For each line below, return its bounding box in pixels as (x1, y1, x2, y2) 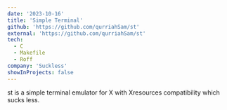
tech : (7, 36, 23, 43)
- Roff (13, 56, 33, 63)
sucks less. (7, 95, 40, 104)
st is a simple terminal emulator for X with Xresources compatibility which (7, 88, 220, 97)
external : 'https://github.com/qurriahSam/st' (7, 29, 146, 37)
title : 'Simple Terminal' (7, 17, 83, 24)
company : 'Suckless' (7, 62, 68, 69)
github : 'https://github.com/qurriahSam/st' (7, 23, 140, 30)
